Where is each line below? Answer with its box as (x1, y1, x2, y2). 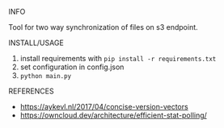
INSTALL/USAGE (8, 38, 65, 47)
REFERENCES (8, 86, 54, 96)
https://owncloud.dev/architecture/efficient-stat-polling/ (19, 110, 208, 120)
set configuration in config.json (19, 62, 125, 72)
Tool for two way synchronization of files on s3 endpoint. (8, 23, 198, 31)
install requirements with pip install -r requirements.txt (19, 54, 217, 63)
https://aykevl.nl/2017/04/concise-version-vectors (19, 102, 188, 111)
